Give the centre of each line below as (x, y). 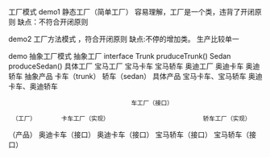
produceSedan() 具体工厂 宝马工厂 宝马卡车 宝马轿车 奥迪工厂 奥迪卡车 (126, 66)
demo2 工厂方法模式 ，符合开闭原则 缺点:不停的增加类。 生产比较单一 (124, 39)
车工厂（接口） (152, 103)
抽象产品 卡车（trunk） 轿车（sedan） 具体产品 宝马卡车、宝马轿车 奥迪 (143, 76)
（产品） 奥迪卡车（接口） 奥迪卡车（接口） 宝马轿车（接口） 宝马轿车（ (129, 134)
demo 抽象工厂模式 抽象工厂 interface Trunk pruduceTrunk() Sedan (120, 56)
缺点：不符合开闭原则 (53, 22)
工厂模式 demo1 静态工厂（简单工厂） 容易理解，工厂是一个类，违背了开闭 (132, 12)
